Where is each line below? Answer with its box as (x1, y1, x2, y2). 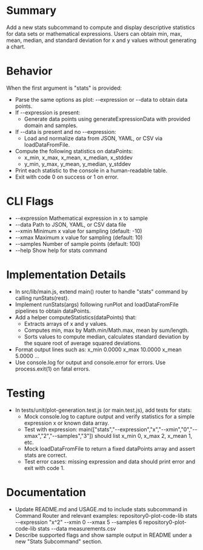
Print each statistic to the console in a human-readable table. (15, 167, 168, 174)
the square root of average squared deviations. (24, 339, 142, 346)
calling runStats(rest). (15, 294, 70, 302)
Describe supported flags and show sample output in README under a (15, 531, 192, 538)
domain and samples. (24, 122, 78, 129)
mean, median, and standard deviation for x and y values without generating (6, 36, 197, 44)
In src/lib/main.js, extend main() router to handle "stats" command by (15, 288, 188, 295)
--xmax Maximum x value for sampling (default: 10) (15, 234, 143, 241)
